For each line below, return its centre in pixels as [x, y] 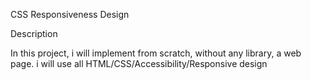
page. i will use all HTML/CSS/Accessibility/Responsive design [139, 63]
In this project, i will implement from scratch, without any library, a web [156, 53]
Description [34, 33]
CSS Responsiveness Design [70, 14]
